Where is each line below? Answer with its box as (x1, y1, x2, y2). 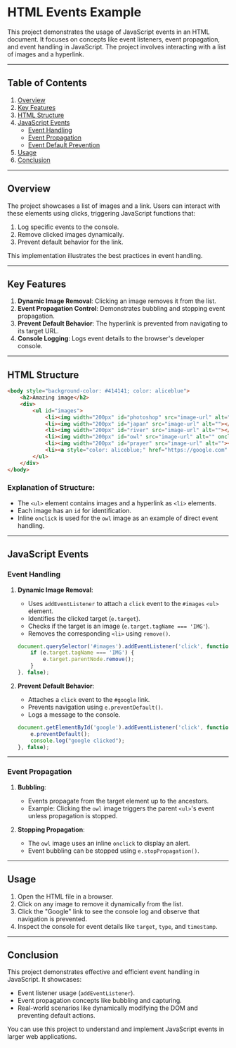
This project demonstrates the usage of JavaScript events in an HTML (7, 27, 211, 36)
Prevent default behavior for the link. (17, 238, 124, 246)
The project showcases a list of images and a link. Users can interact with (7, 202, 221, 210)
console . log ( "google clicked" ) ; (30, 737, 125, 744)
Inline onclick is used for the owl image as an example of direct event (17, 514, 218, 522)
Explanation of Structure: (7, 483, 96, 493)
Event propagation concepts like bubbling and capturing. (17, 997, 183, 1005)
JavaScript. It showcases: (7, 975, 82, 984)
